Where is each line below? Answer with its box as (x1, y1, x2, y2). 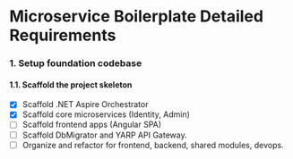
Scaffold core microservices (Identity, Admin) (22, 109, 191, 120)
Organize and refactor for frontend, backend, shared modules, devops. (22, 139, 284, 150)
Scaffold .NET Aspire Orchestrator (22, 99, 149, 110)
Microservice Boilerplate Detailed (9, 6, 264, 27)
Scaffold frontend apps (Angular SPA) (22, 119, 162, 130)
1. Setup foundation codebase (9, 57, 142, 70)
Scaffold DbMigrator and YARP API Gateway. (22, 130, 187, 140)
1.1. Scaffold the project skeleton (9, 79, 133, 90)
